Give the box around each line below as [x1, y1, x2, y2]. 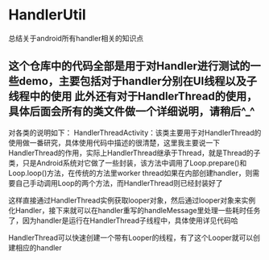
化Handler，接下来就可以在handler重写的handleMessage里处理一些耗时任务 [8, 205, 261, 215]
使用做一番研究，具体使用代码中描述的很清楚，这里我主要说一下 [8, 137, 220, 147]
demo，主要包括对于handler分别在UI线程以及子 [19, 74, 258, 88]
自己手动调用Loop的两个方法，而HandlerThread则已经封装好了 [14, 178, 223, 187]
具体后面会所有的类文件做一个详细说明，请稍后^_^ [8, 105, 255, 119]
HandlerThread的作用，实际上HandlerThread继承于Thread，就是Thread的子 [8, 148, 261, 157]
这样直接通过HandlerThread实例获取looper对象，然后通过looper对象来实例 [8, 195, 256, 205]
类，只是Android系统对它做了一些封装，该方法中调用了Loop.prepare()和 [8, 157, 247, 167]
